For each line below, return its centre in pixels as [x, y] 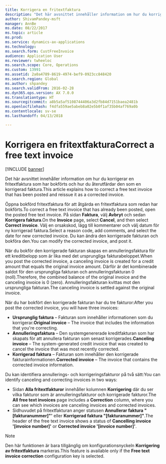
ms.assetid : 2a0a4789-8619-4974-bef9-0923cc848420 [58, 74]
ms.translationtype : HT [30, 97]
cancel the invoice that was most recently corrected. [66, 349]
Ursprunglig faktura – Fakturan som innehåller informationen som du [83, 317]
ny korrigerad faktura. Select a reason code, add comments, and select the [81, 230]
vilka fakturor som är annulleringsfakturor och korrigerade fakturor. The [84, 395]
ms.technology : [21, 47]
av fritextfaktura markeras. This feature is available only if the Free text [77, 451]
